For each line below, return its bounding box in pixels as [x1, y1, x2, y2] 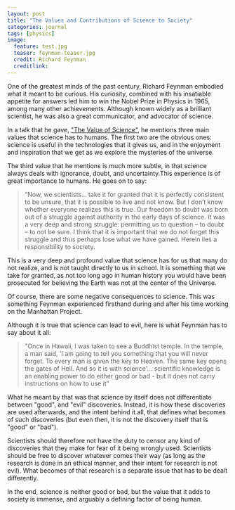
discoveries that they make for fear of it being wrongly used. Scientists [7, 444, 212, 452]
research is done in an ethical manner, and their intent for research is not [7, 459, 217, 467]
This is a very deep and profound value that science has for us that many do [7, 256, 228, 264]
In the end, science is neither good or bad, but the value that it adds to [7, 487, 210, 496]
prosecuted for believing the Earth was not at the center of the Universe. [7, 279, 217, 287]
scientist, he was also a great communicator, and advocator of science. [7, 112, 214, 120]
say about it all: [7, 328, 51, 336]
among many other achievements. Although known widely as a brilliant [7, 104, 212, 113]
